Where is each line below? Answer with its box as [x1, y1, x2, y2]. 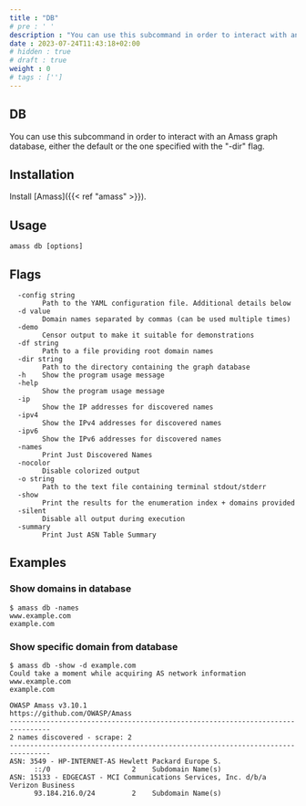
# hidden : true [9, 47, 71, 57]
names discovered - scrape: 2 [17, 732, 132, 742]
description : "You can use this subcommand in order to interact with [9, 30, 287, 39]
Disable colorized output [42, 466, 141, 476]
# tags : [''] [9, 73, 64, 82]
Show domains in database [9, 582, 132, 595]
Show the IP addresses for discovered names [42, 403, 214, 412]
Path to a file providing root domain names [42, 347, 214, 356]
